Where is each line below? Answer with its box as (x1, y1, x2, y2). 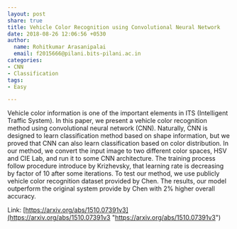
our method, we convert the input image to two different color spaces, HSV (7, 147, 227, 155)
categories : (7, 57, 43, 64)
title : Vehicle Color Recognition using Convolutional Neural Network (7, 23, 221, 31)
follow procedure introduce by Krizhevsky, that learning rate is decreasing (7, 161, 224, 171)
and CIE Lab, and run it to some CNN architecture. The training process (7, 154, 216, 163)
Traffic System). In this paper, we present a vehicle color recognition (7, 117, 207, 125)
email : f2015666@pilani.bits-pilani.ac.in (13, 50, 141, 58)
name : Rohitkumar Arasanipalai (13, 43, 106, 50)
